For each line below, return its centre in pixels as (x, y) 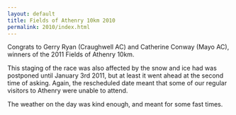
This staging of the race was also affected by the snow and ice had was (112, 68)
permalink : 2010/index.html (49, 27)
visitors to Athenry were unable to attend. (68, 91)
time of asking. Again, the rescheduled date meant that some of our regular (117, 83)
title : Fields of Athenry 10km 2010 (61, 20)
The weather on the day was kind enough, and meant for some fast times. (115, 104)
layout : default (31, 14)
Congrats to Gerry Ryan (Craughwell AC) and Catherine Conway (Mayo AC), (118, 47)
